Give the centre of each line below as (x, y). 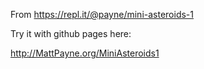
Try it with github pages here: (71, 33)
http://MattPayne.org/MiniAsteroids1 (85, 53)
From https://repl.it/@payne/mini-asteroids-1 (102, 14)
